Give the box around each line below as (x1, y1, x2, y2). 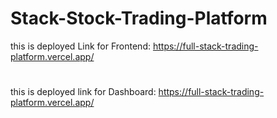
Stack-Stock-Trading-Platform (10, 7, 268, 30)
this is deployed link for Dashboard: (10, 86, 157, 98)
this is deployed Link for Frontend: (10, 40, 151, 52)
